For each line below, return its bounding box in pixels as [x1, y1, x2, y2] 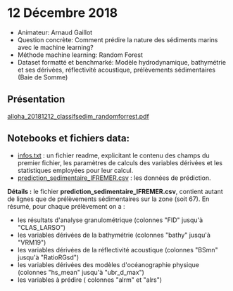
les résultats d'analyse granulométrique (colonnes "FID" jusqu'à [17, 216, 203, 224]
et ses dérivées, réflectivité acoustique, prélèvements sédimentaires [17, 65, 216, 74]
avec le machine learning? [17, 43, 94, 51]
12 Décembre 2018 [7, 5, 118, 21]
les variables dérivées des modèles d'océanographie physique [17, 260, 199, 269]
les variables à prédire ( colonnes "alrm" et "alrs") [17, 276, 163, 284]
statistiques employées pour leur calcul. [17, 166, 134, 174]
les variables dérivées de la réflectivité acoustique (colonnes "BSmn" [17, 245, 218, 254]
